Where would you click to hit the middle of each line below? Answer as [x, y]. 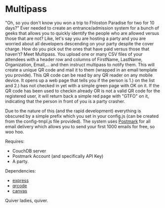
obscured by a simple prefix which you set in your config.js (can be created [82, 116]
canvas [20, 191]
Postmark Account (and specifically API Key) [58, 156]
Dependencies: [21, 171]
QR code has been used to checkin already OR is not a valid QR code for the [83, 91]
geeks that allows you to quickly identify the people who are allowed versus [82, 33]
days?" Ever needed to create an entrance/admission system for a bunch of [82, 28]
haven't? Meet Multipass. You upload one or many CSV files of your [74, 54]
